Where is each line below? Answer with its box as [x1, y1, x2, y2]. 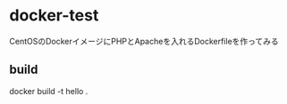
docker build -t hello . [9, 85, 89, 96]
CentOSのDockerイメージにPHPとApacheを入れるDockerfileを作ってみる [9, 36, 279, 46]
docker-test [9, 5, 99, 26]
